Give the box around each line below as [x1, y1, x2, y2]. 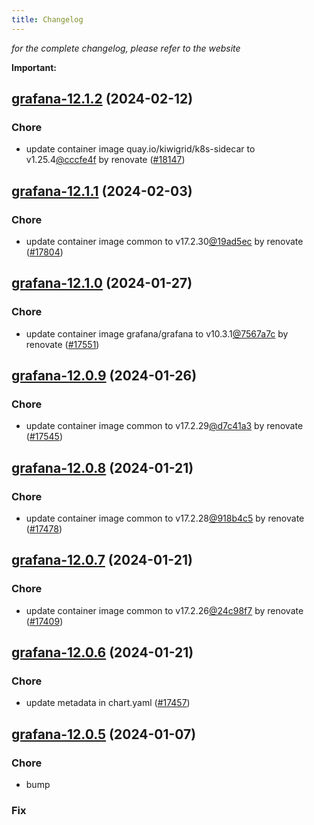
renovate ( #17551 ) [25, 338, 100, 350]
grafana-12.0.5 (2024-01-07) [11, 726, 197, 743]
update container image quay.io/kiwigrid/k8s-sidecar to [25, 143, 256, 155]
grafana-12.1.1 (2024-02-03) [11, 182, 193, 200]
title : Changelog [11, 14, 84, 25]
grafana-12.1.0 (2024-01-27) [11, 275, 193, 292]
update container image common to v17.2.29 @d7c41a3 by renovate [25, 420, 304, 432]
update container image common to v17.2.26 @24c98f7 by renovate [25, 604, 304, 616]
